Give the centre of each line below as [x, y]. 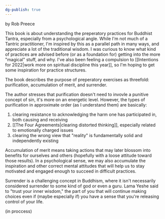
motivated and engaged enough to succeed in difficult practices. [71, 171]
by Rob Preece [20, 24]
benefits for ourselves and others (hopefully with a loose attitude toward [78, 155]
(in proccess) [18, 211]
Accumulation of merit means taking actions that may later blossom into [78, 150]
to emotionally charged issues [43, 130]
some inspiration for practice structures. [46, 70]
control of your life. [24, 201]
